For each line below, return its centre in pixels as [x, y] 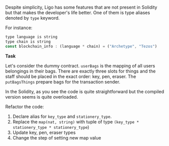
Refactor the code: [25, 106]
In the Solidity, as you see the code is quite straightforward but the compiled [85, 91]
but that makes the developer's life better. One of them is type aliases [78, 13]
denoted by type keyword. [32, 18]
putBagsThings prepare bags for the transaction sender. [63, 82]
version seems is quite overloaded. [42, 97]
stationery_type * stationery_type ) [51, 127]
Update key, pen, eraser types [44, 132]
